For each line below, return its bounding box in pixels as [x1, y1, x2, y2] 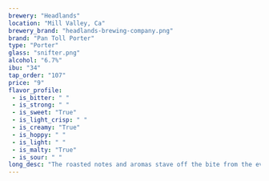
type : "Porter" [8, 42, 59, 50]
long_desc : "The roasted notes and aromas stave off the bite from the [8, 161, 252, 169]
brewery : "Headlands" [8, 11, 81, 20]
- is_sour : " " [11, 153, 62, 161]
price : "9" [8, 78, 45, 86]
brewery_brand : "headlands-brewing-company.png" [8, 26, 174, 34]
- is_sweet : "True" [11, 109, 78, 117]
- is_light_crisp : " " [11, 116, 88, 124]
